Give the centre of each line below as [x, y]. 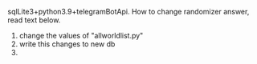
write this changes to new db [67, 44]
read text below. [34, 20]
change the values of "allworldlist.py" [81, 36]
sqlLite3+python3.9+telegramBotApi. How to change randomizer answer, [128, 12]
